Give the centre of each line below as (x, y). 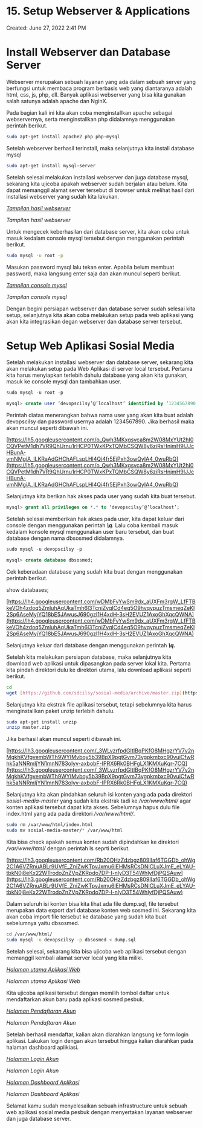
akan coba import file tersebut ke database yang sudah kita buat (87, 917)
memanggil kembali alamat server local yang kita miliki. (75, 958)
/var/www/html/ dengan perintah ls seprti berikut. (68, 848)
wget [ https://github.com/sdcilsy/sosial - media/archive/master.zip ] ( (96, 693)
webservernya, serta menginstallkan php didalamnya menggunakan (91, 119)
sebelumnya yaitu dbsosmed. (43, 923)
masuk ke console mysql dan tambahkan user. (64, 382)
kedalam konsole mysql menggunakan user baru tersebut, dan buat (90, 532)
